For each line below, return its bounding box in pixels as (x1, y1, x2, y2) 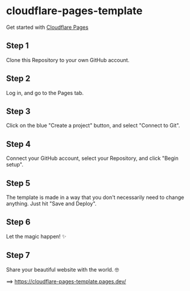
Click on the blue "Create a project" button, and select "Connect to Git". (6, 122, 181, 129)
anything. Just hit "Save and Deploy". (6, 200, 97, 207)
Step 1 (6, 41, 30, 51)
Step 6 (6, 217, 31, 227)
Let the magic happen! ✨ (6, 233, 67, 240)
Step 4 (6, 139, 31, 149)
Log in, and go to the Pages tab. (6, 89, 84, 96)
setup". (6, 161, 24, 168)
